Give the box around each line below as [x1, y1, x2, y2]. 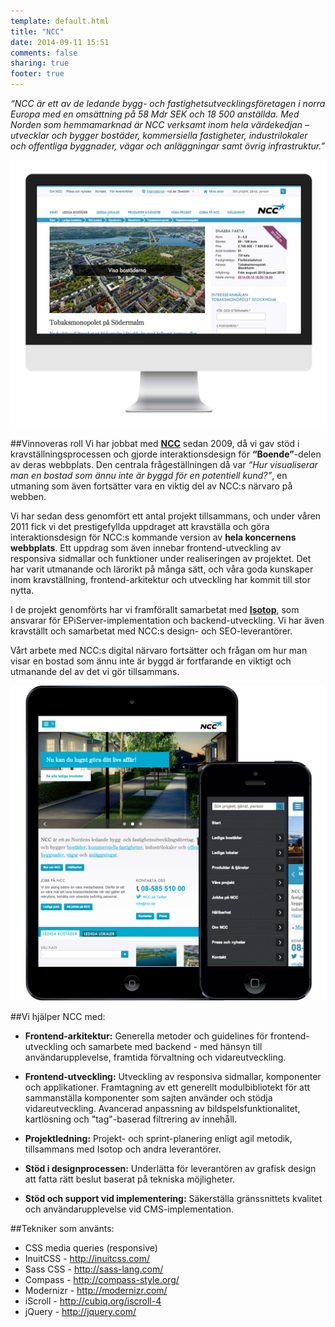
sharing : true [10, 58, 70, 69]
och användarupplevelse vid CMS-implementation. [24, 1203, 235, 1215]
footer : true [10, 69, 65, 79]
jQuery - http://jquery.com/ [24, 1306, 137, 1318]
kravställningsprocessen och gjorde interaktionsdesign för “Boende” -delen [10, 448, 322, 460]
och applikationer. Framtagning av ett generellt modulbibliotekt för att [24, 1081, 311, 1094]
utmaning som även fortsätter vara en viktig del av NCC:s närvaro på [10, 480, 293, 492]
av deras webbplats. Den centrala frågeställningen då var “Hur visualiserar [10, 459, 318, 471]
